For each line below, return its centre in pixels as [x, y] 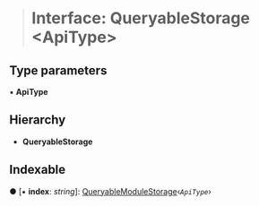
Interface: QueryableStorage [141, 18]
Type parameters [58, 70]
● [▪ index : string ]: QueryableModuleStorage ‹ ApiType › [111, 191]
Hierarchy [38, 120]
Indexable [38, 170]
